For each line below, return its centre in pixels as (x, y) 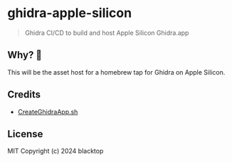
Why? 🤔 (25, 55)
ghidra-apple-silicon (70, 13)
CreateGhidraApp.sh (48, 112)
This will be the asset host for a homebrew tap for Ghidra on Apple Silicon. (116, 72)
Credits (24, 95)
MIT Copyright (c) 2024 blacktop (56, 151)
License (25, 134)
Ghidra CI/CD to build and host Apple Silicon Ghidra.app (107, 33)
